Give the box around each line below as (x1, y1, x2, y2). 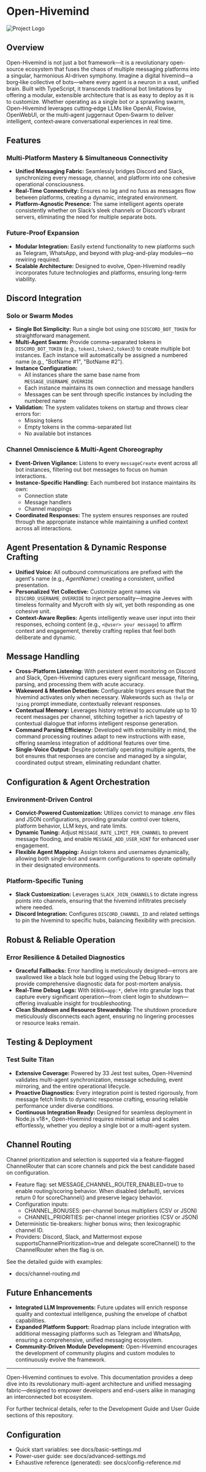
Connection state (24, 491, 68, 499)
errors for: (15, 410, 41, 418)
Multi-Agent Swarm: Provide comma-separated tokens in (15, 339, 162, 346)
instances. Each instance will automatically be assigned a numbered (15, 351, 188, 359)
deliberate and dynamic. (15, 633, 77, 641)
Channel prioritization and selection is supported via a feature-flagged (6, 1156, 184, 1163)
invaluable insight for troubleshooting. (36, 1000, 132, 1007)
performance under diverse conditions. (15, 1102, 115, 1110)
